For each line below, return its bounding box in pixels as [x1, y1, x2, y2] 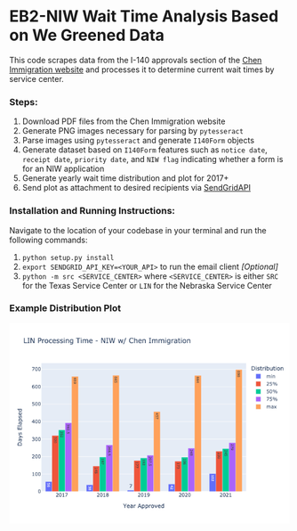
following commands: [9, 234, 88, 245]
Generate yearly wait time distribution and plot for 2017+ [21, 173, 229, 184]
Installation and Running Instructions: [9, 205, 176, 217]
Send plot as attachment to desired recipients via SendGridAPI [21, 183, 252, 193]
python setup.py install [21, 253, 115, 262]
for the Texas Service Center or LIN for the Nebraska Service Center [21, 280, 273, 290]
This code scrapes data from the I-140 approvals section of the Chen [9, 54, 262, 65]
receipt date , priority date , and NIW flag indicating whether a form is [21, 154, 284, 165]
